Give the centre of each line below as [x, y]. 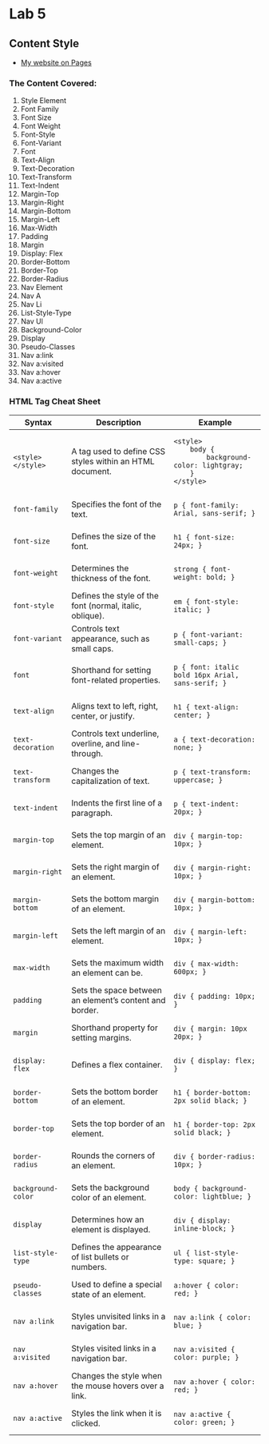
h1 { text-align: [206, 707]
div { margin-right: [213, 867]
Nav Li [31, 304]
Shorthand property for [115, 1028]
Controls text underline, [115, 734]
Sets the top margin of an [119, 834]
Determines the [100, 568]
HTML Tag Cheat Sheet [55, 402]
